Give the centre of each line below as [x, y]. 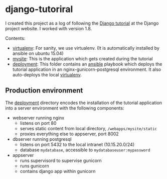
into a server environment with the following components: [65, 108]
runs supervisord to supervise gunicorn [61, 160]
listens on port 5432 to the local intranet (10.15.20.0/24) [77, 144]
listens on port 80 [38, 123]
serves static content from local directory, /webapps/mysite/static [88, 128]
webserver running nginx [38, 118]
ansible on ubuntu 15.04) [38, 53]
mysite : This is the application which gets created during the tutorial [82, 58]
